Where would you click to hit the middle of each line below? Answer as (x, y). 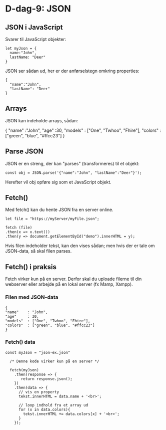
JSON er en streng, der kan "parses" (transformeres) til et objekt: (72, 163)
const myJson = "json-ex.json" (38, 352)
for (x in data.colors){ (44, 409)
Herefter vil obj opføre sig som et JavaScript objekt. (58, 182)
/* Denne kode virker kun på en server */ (54, 361)
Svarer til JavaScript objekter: (36, 39)
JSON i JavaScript (34, 27)
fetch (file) (19, 228)
